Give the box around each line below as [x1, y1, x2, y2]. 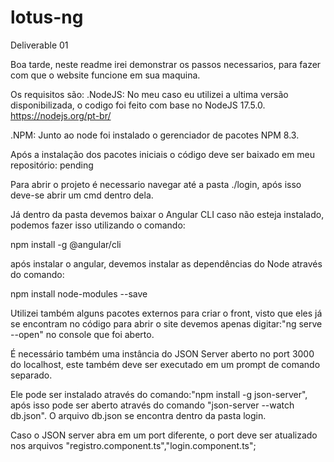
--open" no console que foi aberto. [10, 328, 155, 340]
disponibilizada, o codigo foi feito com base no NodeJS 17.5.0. [10, 99, 266, 111]
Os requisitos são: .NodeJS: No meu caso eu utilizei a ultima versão [10, 88, 289, 100]
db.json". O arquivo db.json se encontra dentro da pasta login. [10, 409, 267, 421]
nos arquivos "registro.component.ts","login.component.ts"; [10, 439, 257, 451]
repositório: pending [10, 159, 94, 171]
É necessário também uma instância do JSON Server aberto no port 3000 [10, 347, 315, 360]
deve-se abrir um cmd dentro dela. [10, 189, 154, 201]
